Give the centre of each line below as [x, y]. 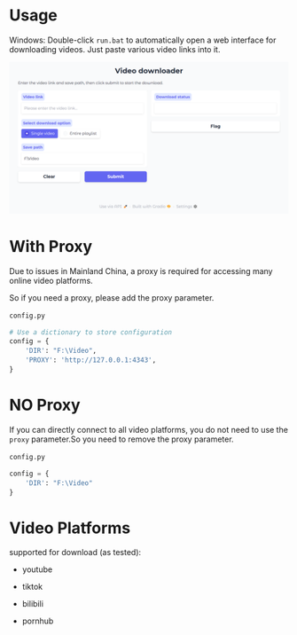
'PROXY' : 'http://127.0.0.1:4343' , [91, 360]
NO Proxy [45, 405]
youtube [37, 569]
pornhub [38, 621]
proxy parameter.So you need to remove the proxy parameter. [121, 439]
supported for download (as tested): [75, 553]
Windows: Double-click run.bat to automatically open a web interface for [143, 40]
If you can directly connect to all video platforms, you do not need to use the [148, 429]
